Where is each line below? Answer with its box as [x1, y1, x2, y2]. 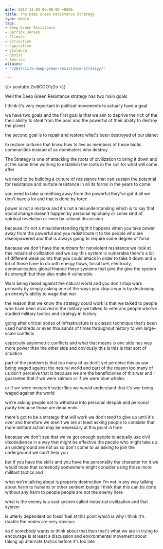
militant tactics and [5, 469, 43, 475]
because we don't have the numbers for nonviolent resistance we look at [5, 245, 151, 251]
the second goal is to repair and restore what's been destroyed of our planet [5, 132, 158, 138]
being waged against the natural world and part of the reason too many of [5, 365, 153, 371]
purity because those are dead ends [5, 405, 78, 410]
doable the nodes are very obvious [5, 519, 75, 524]
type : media [5, 16, 29, 21]
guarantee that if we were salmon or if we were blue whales [5, 376, 125, 381]
